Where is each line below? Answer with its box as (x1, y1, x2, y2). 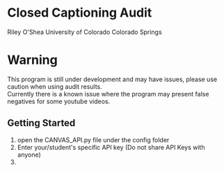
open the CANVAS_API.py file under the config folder (17, 135, 170, 144)
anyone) (17, 150, 42, 159)
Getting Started (7, 117, 76, 129)
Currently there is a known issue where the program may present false (7, 89, 209, 98)
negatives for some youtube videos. (7, 97, 111, 105)
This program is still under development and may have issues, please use (7, 75, 218, 83)
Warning (7, 52, 58, 68)
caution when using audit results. (7, 82, 102, 91)
